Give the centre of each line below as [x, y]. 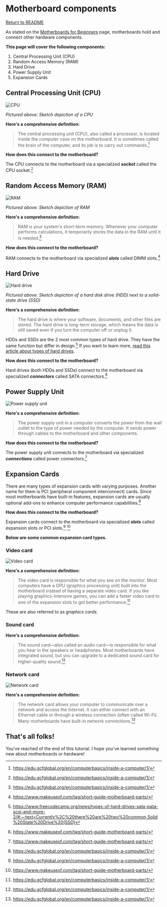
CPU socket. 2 [20, 170]
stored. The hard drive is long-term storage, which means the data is [88, 325]
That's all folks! [30, 736]
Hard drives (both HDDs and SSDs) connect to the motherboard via [74, 370]
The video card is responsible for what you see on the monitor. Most [87, 580]
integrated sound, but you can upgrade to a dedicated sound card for [88, 655]
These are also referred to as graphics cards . [52, 611]
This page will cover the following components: [56, 47]
